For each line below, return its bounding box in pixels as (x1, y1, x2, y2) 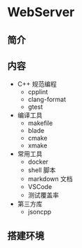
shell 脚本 (27, 166, 56, 174)
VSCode (27, 183, 53, 191)
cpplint (27, 88, 48, 96)
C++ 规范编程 (17, 80, 57, 89)
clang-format (27, 96, 67, 104)
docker (27, 157, 49, 166)
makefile (27, 119, 53, 127)
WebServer (7, 4, 75, 20)
